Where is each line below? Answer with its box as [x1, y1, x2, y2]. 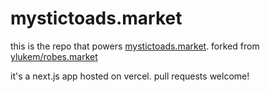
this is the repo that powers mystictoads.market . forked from [10, 40, 260, 52]
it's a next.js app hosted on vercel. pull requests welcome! [10, 70, 250, 82]
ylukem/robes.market [10, 50, 98, 62]
